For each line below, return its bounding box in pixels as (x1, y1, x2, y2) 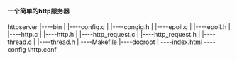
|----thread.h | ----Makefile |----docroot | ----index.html (37, 38, 203, 46)
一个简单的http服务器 (7, 6, 70, 15)
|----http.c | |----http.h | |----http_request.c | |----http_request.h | (7, 30, 201, 39)
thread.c (7, 38, 32, 46)
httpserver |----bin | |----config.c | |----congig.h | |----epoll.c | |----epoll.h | (7, 23, 231, 31)
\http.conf (27, 45, 57, 54)
